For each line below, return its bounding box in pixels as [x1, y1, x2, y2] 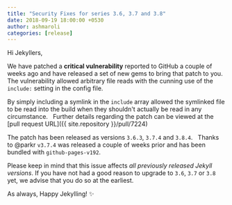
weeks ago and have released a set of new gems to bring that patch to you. [7, 69, 224, 78]
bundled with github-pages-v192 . [7, 148, 101, 156]
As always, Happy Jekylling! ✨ [7, 190, 94, 198]
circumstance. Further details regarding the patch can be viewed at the [7, 113, 214, 121]
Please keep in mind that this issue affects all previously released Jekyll [7, 161, 213, 170]
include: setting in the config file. [7, 84, 103, 92]
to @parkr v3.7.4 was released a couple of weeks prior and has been [7, 140, 206, 149]
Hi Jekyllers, [7, 49, 43, 57]
